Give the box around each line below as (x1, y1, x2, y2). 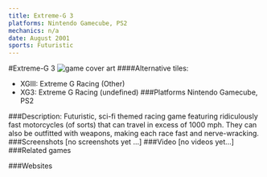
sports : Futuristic (8, 42, 74, 50)
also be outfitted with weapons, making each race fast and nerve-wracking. (8, 129, 260, 139)
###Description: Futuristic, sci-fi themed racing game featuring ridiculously (8, 111, 259, 121)
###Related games (8, 146, 72, 155)
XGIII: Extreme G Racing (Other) (19, 79, 125, 89)
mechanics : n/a (8, 26, 60, 34)
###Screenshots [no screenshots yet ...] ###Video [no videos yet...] (8, 137, 235, 147)
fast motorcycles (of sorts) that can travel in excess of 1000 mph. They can (8, 120, 257, 130)
